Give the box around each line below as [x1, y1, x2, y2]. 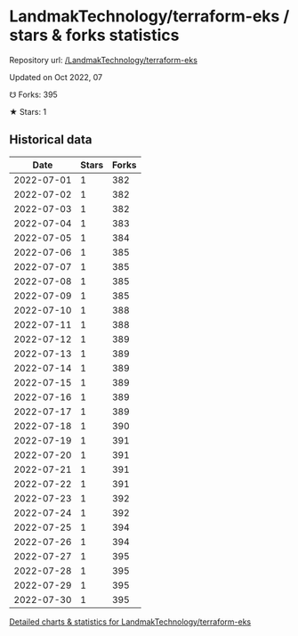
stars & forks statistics [9, 25, 180, 45]
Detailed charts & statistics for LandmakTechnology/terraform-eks [9, 616, 252, 627]
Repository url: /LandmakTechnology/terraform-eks [9, 54, 198, 65]
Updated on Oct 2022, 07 [9, 71, 103, 82]
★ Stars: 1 [9, 106, 47, 117]
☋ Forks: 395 [9, 89, 58, 100]
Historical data [9, 132, 93, 148]
